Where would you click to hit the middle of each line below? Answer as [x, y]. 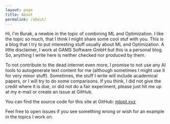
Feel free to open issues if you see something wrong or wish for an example [85, 111]
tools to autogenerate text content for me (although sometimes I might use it [85, 70]
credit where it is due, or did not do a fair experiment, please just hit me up [83, 87]
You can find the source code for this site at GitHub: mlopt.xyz [70, 102]
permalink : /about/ [26, 19]
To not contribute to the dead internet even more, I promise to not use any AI [86, 65]
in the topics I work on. [29, 117]
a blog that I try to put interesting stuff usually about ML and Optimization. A [85, 45]
